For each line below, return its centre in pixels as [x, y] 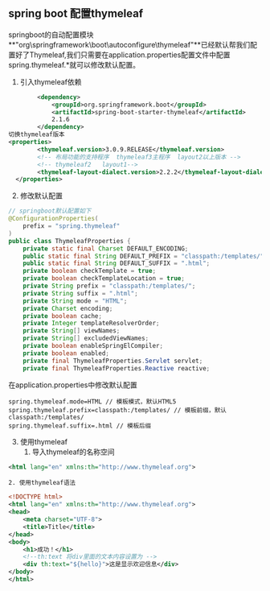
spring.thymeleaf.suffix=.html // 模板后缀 [80, 426]
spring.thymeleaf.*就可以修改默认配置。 [74, 64]
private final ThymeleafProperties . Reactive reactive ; [117, 368]
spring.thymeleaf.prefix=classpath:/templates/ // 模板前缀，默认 [118, 410]
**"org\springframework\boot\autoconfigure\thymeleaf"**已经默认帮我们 [129, 44]
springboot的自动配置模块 [51, 35]
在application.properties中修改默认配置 [73, 385]
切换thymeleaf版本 [37, 134]
